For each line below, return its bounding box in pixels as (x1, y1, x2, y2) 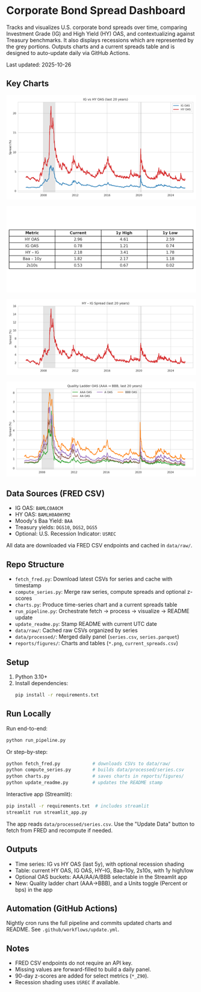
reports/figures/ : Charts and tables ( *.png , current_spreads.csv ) (14, 640, 179, 647)
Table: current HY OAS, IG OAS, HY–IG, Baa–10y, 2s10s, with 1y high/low (14, 866, 194, 874)
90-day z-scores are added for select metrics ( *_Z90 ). (14, 972, 149, 979)
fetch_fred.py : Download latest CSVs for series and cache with (14, 575, 173, 583)
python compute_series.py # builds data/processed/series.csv (6, 767, 185, 773)
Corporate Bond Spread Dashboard (6, 4, 185, 18)
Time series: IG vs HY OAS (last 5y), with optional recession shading (14, 860, 185, 868)
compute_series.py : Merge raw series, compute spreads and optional (14, 588, 187, 596)
